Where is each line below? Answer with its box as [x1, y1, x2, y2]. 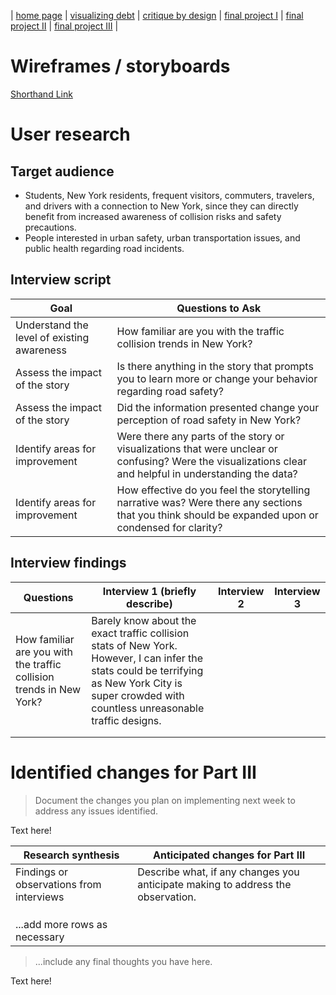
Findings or [15, 865, 69, 879]
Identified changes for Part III [10, 761, 257, 784]
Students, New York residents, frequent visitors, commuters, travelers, [24, 189, 315, 201]
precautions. [24, 221, 77, 233]
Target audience [10, 163, 115, 180]
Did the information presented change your [116, 400, 320, 414]
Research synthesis [23, 848, 120, 862]
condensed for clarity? [116, 520, 223, 534]
